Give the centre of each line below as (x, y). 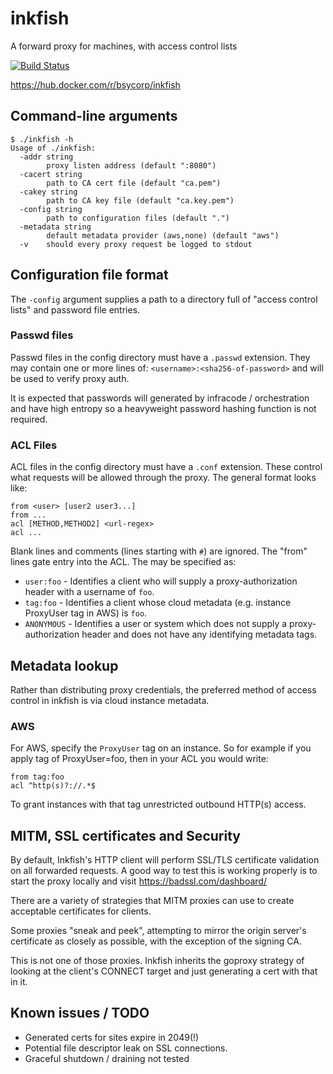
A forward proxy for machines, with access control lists (124, 46)
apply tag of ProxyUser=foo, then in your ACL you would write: (139, 759)
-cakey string (48, 192)
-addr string (46, 157)
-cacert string (51, 174)
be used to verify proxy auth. (70, 378)
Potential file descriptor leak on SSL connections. (126, 1048)
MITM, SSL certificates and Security (125, 835)
